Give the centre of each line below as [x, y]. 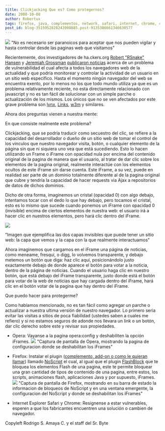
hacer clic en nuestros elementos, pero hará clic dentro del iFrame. [73, 216]
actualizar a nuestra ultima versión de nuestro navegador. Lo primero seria [80, 310]
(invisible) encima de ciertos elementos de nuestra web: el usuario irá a [77, 211]
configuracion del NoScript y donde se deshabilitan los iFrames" [77, 394]
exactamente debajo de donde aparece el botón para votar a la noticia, [77, 265]
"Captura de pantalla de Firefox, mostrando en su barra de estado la [87, 383]
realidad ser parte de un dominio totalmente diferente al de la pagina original [82, 175]
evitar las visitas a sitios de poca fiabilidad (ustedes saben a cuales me [77, 316]
